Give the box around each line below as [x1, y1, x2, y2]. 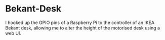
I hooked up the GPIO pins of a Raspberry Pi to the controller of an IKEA [5, 19, 155, 25]
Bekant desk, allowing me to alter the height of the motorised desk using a [5, 24, 160, 30]
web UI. [5, 30, 22, 36]
